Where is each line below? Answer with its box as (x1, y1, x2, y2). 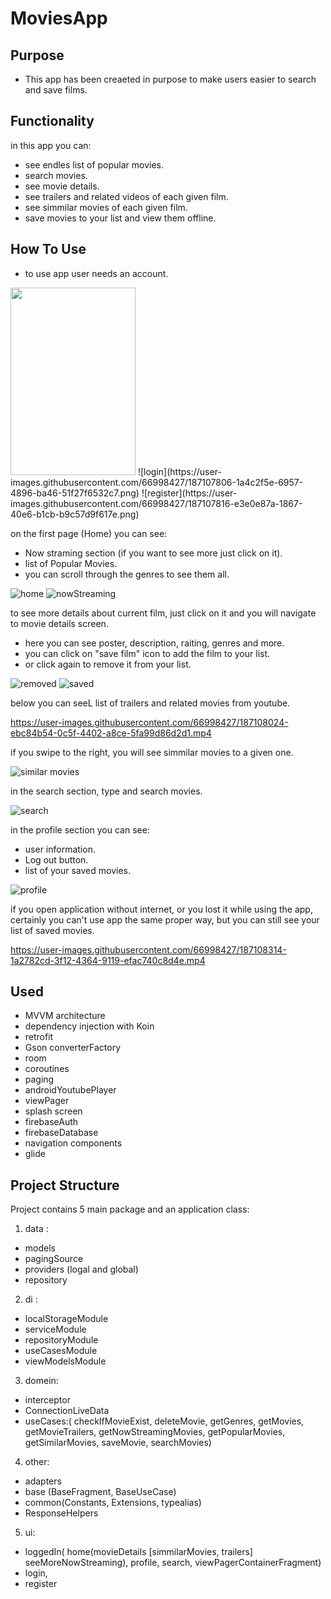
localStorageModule (24, 1313, 109, 1325)
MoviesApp (10, 7, 108, 30)
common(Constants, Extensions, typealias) (24, 1497, 202, 1509)
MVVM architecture (24, 1010, 106, 1022)
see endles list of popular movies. (24, 158, 165, 171)
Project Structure (10, 1177, 120, 1194)
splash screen (24, 1105, 83, 1117)
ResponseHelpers (24, 1507, 99, 1519)
